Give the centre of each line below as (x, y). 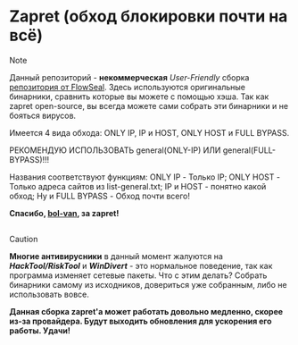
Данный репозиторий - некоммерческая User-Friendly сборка (129, 77)
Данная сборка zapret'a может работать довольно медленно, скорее (146, 312)
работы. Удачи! (40, 331)
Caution (24, 240)
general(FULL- (249, 150)
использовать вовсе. (49, 295)
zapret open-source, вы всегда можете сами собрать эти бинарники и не (149, 105)
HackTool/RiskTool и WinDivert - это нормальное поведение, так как (141, 266)
